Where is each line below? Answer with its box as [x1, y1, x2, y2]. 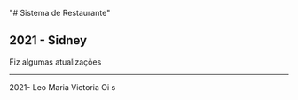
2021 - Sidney [9, 33, 87, 48]
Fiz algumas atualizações [9, 57, 102, 67]
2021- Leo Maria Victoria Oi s [9, 81, 116, 92]
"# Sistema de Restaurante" [9, 8, 111, 18]
